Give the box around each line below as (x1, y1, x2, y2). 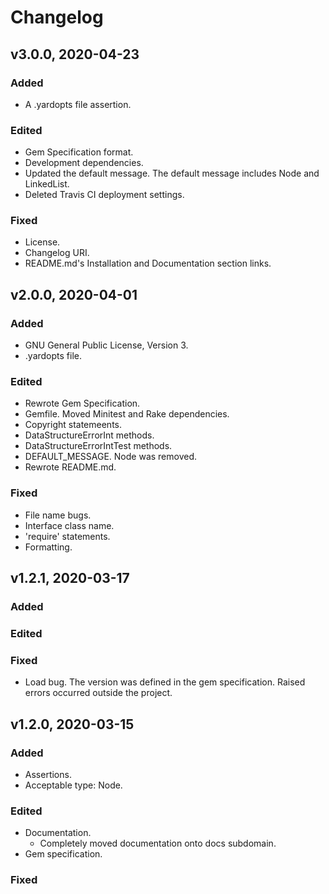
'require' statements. (24, 530, 111, 542)
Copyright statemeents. (24, 419, 122, 431)
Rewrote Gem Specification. (24, 397, 141, 410)
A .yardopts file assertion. (24, 98, 132, 110)
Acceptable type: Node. (24, 779, 123, 791)
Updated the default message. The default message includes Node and (24, 167, 320, 180)
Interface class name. (24, 519, 115, 531)
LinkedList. (24, 178, 70, 190)
